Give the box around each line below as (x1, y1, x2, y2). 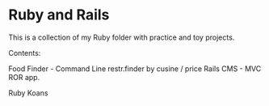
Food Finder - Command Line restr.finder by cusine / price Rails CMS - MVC (8, 63, 262, 74)
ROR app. (8, 72, 40, 82)
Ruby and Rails (8, 6, 110, 24)
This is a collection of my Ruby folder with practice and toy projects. (8, 32, 235, 42)
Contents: (8, 48, 41, 57)
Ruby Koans (8, 87, 48, 98)
